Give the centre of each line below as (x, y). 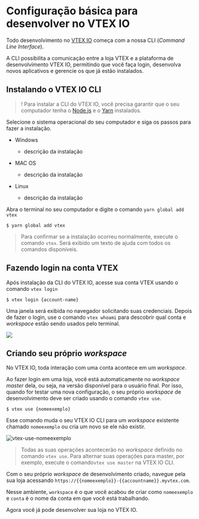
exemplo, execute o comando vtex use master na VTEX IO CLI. (98, 463)
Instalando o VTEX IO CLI (54, 90)
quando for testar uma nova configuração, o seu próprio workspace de (94, 392)
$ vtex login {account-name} (42, 300)
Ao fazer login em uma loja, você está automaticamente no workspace (93, 379)
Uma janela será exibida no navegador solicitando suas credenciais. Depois (99, 311)
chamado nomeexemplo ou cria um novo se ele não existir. (76, 427)
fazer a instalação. (29, 128)
